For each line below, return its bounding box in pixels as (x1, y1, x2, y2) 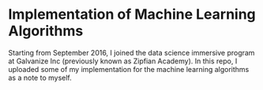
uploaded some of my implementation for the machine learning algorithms (8, 64, 250, 74)
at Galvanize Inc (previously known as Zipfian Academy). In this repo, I (8, 56, 238, 66)
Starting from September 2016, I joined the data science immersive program (8, 48, 255, 57)
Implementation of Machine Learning (8, 5, 257, 23)
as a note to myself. (8, 73, 73, 82)
